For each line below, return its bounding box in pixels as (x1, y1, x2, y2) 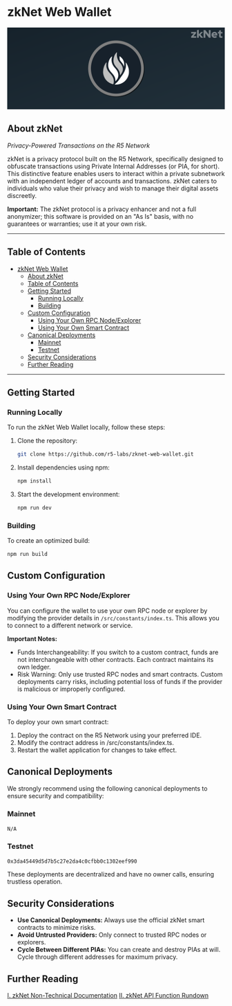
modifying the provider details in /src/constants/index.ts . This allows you (7, 613, 220, 622)
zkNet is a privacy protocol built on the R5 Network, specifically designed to (7, 154, 224, 163)
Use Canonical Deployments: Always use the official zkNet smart (17, 916, 205, 924)
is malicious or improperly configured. (17, 685, 126, 693)
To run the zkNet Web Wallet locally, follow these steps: (7, 423, 166, 431)
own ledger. (17, 663, 51, 671)
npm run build (7, 551, 48, 558)
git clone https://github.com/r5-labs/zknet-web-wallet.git (17, 451, 194, 458)
